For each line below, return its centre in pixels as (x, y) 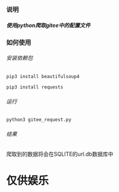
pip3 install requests (35, 87)
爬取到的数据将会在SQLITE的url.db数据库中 (60, 154)
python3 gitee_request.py (39, 120)
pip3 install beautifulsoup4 (43, 77)
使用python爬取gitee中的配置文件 (48, 25)
